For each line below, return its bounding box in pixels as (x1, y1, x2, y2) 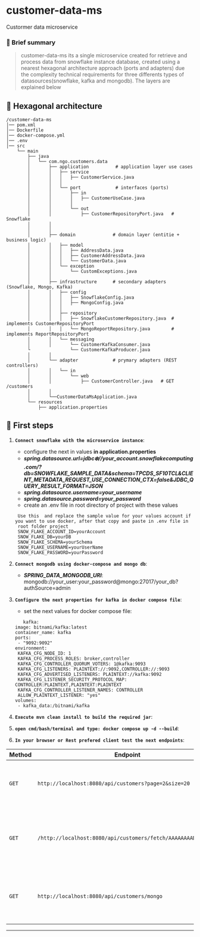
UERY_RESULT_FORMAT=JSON (23, 482, 103, 489)
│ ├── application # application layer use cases (27, 164, 193, 170)
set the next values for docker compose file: (23, 607, 132, 614)
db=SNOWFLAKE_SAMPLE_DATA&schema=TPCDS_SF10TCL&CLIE (23, 470, 193, 477)
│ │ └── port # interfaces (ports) (27, 185, 169, 191)
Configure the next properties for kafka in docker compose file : (14, 596, 182, 603)
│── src (6, 143, 26, 149)
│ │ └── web (27, 373, 89, 379)
